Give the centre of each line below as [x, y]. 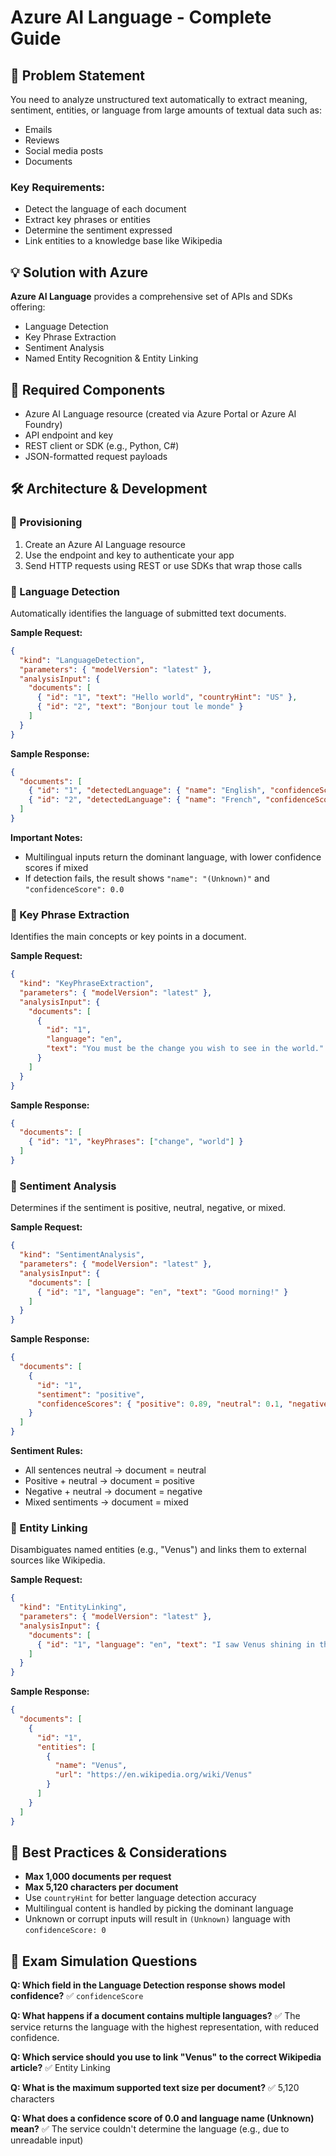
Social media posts [64, 150]
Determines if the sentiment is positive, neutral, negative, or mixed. [148, 1208]
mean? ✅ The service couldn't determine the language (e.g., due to [150, 2129]
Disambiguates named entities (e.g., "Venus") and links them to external [158, 1550]
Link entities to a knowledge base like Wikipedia [123, 241]
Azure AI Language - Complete [141, 17]
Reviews [42, 140]
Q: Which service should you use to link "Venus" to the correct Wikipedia [166, 2057]
